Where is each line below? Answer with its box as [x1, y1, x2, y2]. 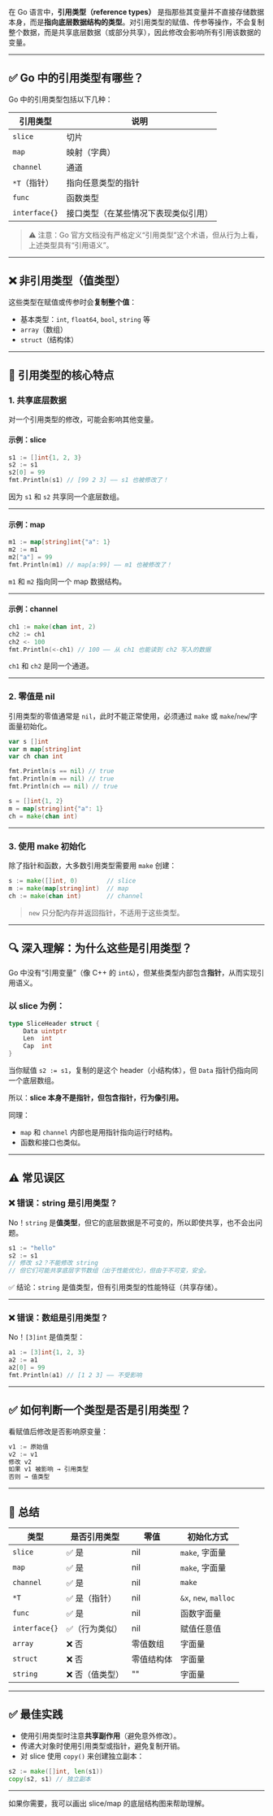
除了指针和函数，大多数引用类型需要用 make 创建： [8, 860, 177, 870]
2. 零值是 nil [8, 691, 55, 702]
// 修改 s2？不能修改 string [8, 1259, 99, 1267]
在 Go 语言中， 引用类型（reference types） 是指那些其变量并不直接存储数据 [8, 7, 265, 16]
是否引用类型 [70, 1531, 120, 1542]
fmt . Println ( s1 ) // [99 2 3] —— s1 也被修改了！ [8, 476, 169, 484]
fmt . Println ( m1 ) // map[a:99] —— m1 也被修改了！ [8, 560, 172, 569]
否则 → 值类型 [8, 1473, 50, 1481]
